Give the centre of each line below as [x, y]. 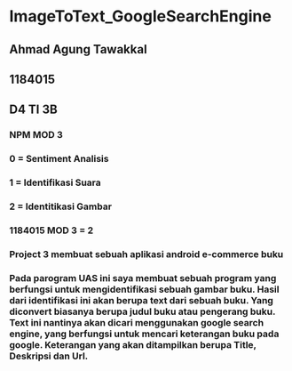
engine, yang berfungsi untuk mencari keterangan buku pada [144, 334]
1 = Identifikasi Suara [55, 182]
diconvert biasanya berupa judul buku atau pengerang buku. [142, 311]
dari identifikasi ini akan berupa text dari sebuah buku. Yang [141, 300]
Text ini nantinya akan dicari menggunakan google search [137, 322]
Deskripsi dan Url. [49, 356]
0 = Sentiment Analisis [59, 159]
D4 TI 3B [33, 110]
